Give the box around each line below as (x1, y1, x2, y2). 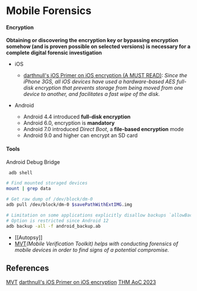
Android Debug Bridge (6, 158, 60, 165)
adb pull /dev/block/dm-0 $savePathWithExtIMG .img (6, 202, 133, 208)
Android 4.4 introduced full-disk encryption (23, 113, 131, 121)
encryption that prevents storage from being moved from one (35, 84, 184, 91)
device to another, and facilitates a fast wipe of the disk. (23, 91, 160, 98)
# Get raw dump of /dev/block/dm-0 (6, 196, 93, 203)
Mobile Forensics (6, 4, 92, 18)
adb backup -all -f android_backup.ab (6, 223, 101, 229)
